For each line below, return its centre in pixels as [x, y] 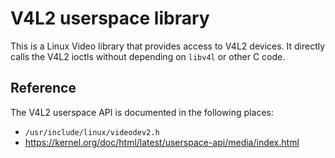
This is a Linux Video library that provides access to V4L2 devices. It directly [168, 46]
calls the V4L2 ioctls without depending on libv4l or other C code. [148, 56]
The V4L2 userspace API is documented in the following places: [142, 112]
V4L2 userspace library [110, 18]
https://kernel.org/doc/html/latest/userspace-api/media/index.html [162, 142]
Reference [43, 88]
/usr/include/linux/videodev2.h [92, 132]
